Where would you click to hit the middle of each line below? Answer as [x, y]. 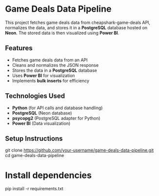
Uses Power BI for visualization [43, 75]
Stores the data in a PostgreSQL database [55, 70]
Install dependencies [48, 175]
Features [19, 48]
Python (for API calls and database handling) [57, 108]
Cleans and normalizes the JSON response [55, 65]
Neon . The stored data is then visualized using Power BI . [62, 33]
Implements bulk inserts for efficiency [50, 80]
